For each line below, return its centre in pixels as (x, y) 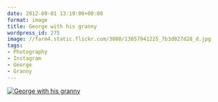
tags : (15, 45)
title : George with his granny (52, 26)
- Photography (28, 52)
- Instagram (24, 59)
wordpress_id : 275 (33, 33)
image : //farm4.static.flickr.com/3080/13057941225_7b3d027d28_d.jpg (109, 39)
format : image (28, 20)
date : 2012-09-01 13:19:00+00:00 (55, 13)
